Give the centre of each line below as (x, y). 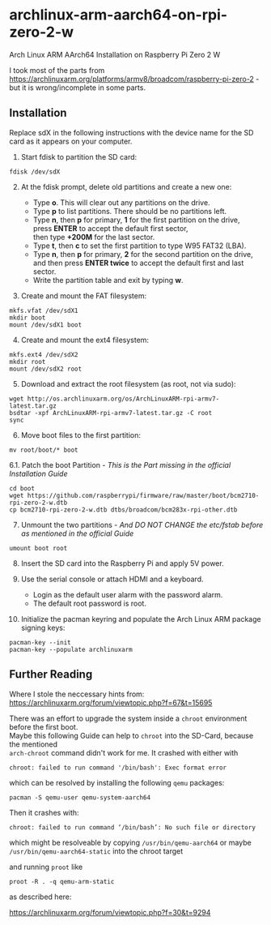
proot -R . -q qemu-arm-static (62, 881)
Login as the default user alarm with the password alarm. (128, 594)
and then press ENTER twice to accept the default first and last (138, 263)
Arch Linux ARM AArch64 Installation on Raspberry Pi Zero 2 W (115, 54)
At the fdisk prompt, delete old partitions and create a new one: (126, 186)
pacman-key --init (40, 642)
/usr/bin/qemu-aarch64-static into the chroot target (96, 851)
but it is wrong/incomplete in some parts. (78, 88)
